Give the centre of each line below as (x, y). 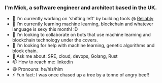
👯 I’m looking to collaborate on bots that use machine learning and (81, 35)
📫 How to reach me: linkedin (42, 62)
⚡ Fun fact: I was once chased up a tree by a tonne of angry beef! (81, 75)
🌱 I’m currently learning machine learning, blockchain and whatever (83, 24)
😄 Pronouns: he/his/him (37, 69)
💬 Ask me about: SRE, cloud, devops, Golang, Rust (65, 56)
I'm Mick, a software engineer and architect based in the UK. (81, 8)
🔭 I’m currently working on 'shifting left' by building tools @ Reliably (83, 19)
